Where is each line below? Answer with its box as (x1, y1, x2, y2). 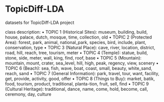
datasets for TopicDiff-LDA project (5, 20, 74, 25)
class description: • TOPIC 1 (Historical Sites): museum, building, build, (5, 29, 148, 35)
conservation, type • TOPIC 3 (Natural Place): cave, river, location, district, (5, 44, 156, 50)
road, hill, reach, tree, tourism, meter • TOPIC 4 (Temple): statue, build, (5, 50, 148, 56)
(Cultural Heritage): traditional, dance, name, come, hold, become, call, (5, 86, 148, 92)
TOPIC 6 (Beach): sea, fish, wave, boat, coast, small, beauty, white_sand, (5, 65, 153, 71)
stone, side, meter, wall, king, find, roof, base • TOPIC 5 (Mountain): (5, 55, 142, 61)
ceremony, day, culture (5, 91, 51, 97)
